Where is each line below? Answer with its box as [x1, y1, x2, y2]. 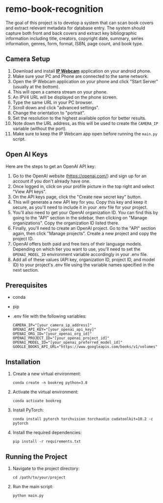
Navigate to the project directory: [12, 466, 80, 471]
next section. [12, 267, 39, 273]
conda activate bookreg [12, 399, 62, 404]
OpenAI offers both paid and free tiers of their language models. [12, 241, 142, 247]
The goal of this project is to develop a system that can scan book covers [5, 20, 154, 26]
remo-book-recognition [5, 3, 104, 15]
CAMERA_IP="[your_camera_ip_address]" [12, 323, 92, 328]
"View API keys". [12, 189, 47, 194]
